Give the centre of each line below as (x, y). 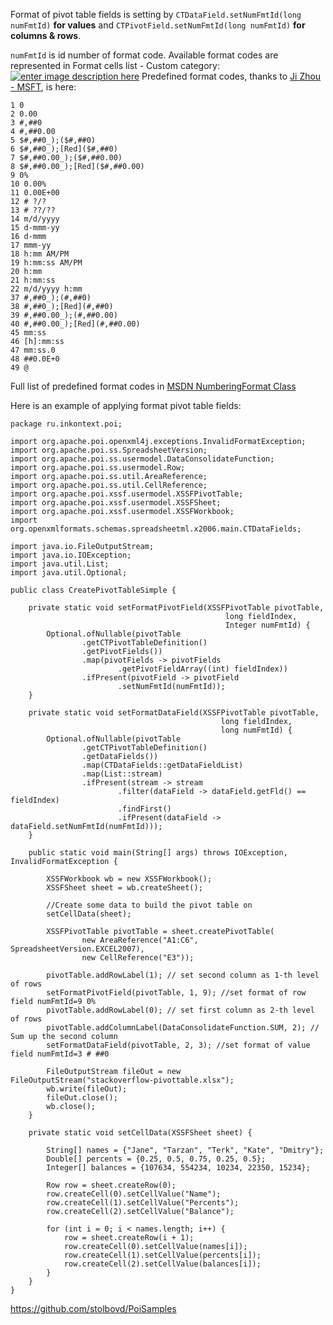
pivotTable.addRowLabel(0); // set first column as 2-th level (180, 1010)
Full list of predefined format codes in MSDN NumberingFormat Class (153, 386)
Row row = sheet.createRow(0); (111, 1185)
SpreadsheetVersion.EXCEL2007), (77, 949)
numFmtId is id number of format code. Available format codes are (144, 55)
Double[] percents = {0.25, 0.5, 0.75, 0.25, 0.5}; (156, 1159)
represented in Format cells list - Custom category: (115, 65)
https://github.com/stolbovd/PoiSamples (93, 1308)
